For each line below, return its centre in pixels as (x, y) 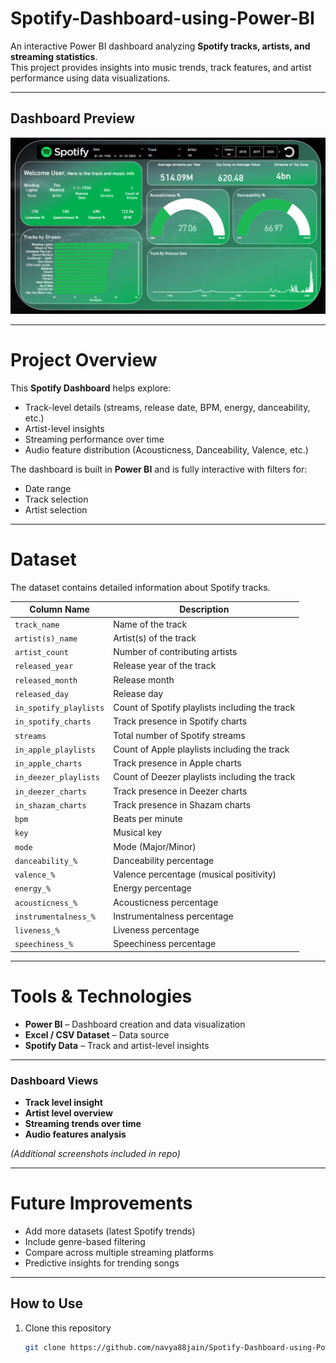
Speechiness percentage (165, 944)
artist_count (41, 653)
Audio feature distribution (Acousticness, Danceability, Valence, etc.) (166, 449)
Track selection (56, 499)
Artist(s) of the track (155, 638)
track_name (37, 625)
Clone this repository (68, 1328)
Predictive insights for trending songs (102, 1263)
